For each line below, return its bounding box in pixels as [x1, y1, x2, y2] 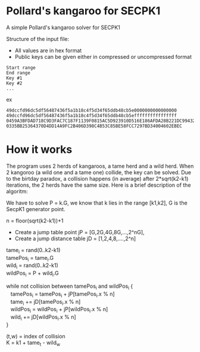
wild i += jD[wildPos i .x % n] [10, 313, 76, 322]
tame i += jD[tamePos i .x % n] [10, 298, 81, 307]
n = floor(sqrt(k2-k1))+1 [6, 217, 64, 224]
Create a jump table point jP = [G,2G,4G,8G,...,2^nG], [14, 228, 145, 235]
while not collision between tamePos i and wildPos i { [6, 282, 133, 291]
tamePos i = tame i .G [6, 254, 54, 263]
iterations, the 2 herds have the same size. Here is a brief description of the [6, 181, 192, 188]
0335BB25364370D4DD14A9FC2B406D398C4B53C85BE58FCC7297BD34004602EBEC [6, 123, 183, 129]
